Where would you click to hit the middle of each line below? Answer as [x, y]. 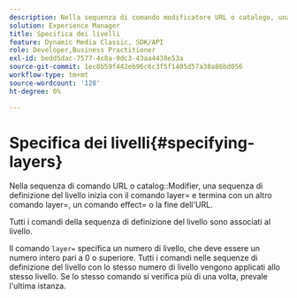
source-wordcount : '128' [55, 83]
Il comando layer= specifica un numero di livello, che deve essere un [135, 248]
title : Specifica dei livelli [65, 34]
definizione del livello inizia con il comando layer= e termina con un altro [141, 195]
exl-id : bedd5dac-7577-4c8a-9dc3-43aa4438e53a [96, 58]
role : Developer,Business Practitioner [83, 50]
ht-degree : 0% [35, 91]
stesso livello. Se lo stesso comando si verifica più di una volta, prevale [138, 277]
